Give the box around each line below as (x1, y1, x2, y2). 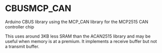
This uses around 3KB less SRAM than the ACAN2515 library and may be (5, 33, 151, 39)
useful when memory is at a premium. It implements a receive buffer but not (5, 38, 157, 44)
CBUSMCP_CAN (5, 3, 72, 14)
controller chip (5, 24, 35, 29)
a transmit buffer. (5, 43, 40, 49)
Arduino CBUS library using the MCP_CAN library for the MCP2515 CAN (5, 19, 148, 25)
